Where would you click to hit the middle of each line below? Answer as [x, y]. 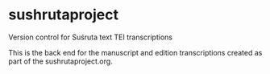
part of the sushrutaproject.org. [60, 61]
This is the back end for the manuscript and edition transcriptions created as [135, 52]
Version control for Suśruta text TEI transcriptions [91, 37]
